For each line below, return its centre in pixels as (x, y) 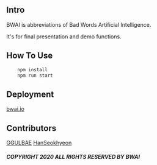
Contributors (31, 128)
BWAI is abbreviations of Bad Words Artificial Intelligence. (79, 24)
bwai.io (15, 109)
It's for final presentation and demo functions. (64, 37)
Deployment (30, 94)
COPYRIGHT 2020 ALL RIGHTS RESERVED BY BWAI (73, 156)
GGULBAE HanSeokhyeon (39, 143)
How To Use (30, 56)
